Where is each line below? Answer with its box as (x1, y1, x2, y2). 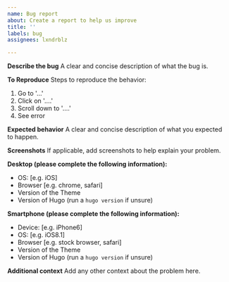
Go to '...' (17, 89, 44, 98)
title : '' (7, 23, 37, 30)
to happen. (7, 133, 39, 141)
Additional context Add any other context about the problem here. (7, 267, 201, 275)
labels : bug (7, 30, 42, 37)
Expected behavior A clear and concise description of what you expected (7, 125, 223, 134)
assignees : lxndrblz (7, 37, 68, 44)
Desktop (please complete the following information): (7, 160, 168, 169)
